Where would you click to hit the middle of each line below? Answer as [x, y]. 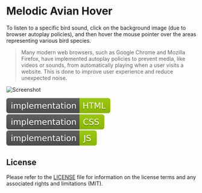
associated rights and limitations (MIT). [55, 183]
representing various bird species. [49, 40]
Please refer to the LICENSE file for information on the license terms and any [101, 177]
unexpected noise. [44, 78]
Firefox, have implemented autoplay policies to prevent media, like [103, 59]
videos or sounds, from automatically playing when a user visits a [102, 65]
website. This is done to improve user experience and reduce [97, 71]
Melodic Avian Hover [59, 11]
